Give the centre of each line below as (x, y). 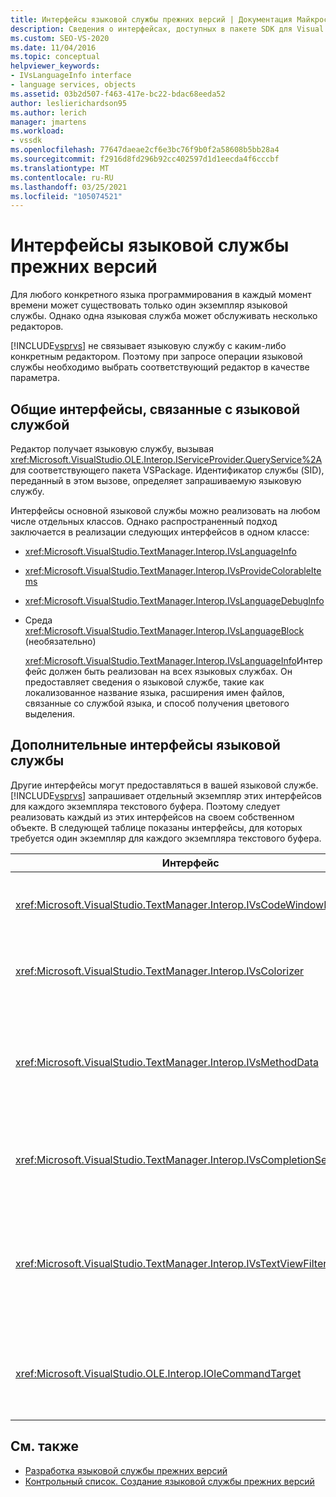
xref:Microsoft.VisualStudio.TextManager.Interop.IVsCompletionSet (173, 1159)
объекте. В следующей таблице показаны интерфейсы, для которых (156, 827)
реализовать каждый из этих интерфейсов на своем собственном (152, 817)
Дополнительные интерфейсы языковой (145, 745)
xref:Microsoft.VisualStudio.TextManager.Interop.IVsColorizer (160, 971)
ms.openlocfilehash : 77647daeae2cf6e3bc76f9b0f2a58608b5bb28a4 (145, 150)
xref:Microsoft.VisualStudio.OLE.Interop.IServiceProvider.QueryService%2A (166, 459)
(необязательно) (60, 641)
